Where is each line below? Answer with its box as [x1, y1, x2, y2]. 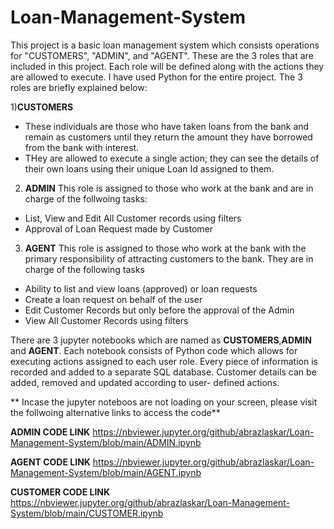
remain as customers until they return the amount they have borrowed [24, 131, 313, 143]
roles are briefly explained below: [10, 81, 148, 93]
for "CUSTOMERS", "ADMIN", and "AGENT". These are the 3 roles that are [10, 49, 314, 61]
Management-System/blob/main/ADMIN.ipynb [10, 436, 202, 448]
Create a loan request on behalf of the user [24, 293, 203, 305]
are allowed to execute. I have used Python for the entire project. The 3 [10, 71, 303, 83]
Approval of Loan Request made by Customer [24, 222, 213, 235]
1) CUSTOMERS [10, 101, 74, 113]
